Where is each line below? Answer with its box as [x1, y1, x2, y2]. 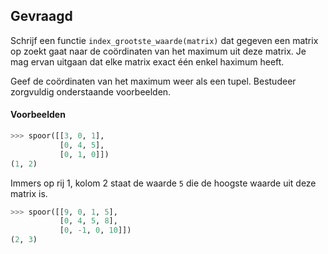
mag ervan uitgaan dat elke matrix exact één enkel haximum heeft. [10, 55, 285, 68]
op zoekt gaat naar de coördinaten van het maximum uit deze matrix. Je [10, 45, 307, 57]
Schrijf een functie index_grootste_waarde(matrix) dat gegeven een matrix [10, 34, 319, 46]
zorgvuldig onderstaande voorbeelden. [10, 85, 172, 98]
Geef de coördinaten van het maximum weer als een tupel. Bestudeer [10, 75, 297, 87]
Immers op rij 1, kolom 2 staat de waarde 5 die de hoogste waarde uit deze [10, 177, 317, 189]
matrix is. [10, 187, 48, 199]
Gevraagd [10, 8, 73, 25]
